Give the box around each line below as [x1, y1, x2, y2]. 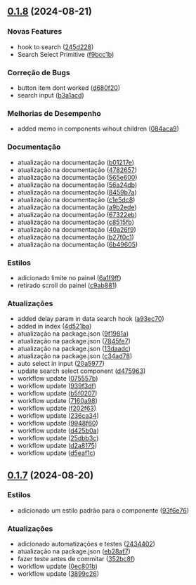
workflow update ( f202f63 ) [17, 404, 97, 413]
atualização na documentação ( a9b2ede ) [17, 203, 137, 211]
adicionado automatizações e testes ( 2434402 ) [17, 540, 156, 548]
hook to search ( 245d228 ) [17, 42, 94, 51]
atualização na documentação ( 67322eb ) [17, 210, 137, 218]
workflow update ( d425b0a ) [17, 426, 100, 435]
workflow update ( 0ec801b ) [17, 562, 98, 571]
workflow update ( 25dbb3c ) [17, 434, 99, 442]
